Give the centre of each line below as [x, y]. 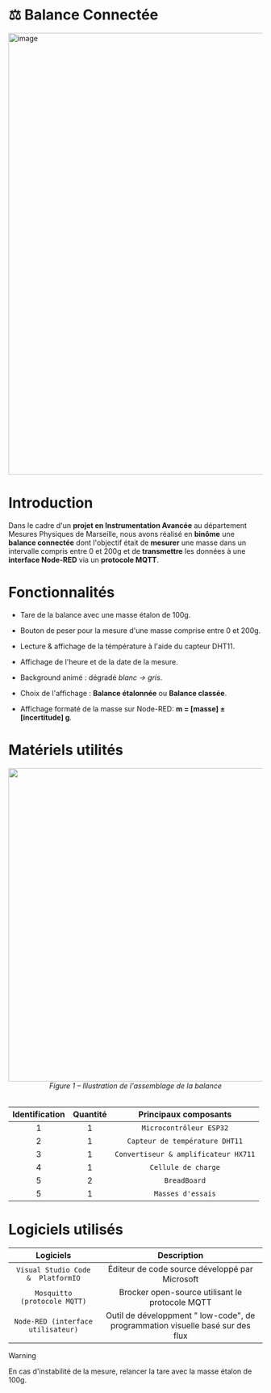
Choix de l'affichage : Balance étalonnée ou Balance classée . [123, 693]
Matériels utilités [66, 750]
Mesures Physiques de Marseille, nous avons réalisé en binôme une [122, 534]
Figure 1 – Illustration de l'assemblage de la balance [135, 1086]
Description [181, 1255]
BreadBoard [185, 1180]
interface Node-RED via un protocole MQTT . [84, 559]
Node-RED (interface [53, 1321]
